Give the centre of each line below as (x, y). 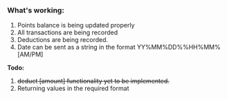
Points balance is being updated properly (76, 25)
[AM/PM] (30, 54)
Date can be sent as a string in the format (76, 47)
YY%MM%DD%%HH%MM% (179, 47)
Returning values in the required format (73, 89)
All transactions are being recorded (67, 32)
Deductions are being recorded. (63, 40)
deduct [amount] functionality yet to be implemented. (93, 81)
